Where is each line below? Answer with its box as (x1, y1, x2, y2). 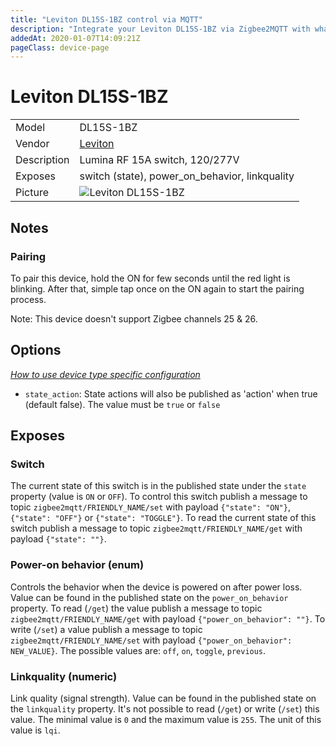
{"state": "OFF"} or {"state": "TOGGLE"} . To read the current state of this (10, 512, 317, 524)
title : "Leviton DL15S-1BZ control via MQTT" (10, 14, 203, 25)
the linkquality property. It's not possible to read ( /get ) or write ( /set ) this (10, 702, 320, 715)
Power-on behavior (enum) (10, 558, 145, 572)
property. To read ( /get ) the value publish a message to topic (10, 602, 263, 614)
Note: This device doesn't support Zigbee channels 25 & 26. (10, 312, 258, 325)
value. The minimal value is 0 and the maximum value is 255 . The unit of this (10, 713, 322, 725)
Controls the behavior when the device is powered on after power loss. (10, 581, 303, 593)
